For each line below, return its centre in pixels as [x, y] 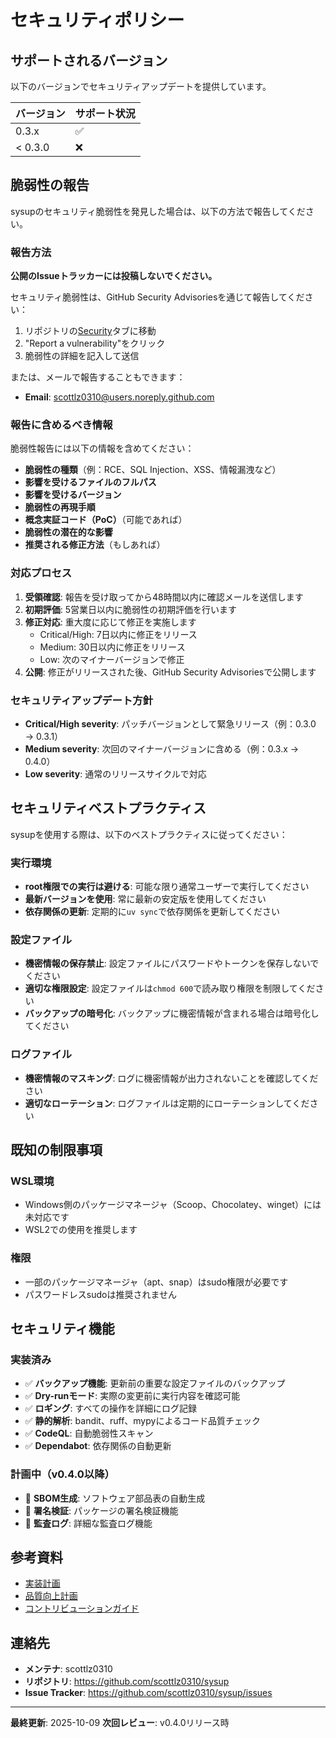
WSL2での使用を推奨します [81, 1230]
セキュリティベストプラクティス [108, 808]
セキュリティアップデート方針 [82, 700]
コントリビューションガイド [82, 1608]
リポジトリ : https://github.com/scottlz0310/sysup [127, 1682]
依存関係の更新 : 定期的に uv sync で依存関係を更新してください [152, 912]
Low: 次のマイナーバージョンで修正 [112, 659]
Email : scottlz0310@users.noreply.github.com [119, 397]
